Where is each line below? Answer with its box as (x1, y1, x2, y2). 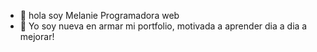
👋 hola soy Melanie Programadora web (19, 10, 180, 21)
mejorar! (19, 31, 55, 42)
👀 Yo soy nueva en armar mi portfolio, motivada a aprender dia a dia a (19, 20, 308, 32)
